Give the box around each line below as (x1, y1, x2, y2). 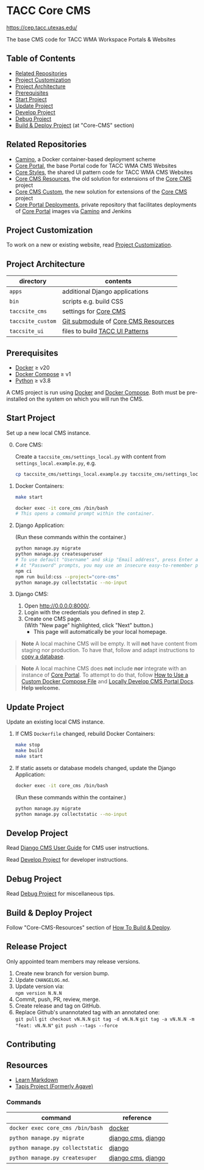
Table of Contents (6, 53, 76, 64)
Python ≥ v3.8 (15, 377, 51, 384)
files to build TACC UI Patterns (62, 327, 149, 336)
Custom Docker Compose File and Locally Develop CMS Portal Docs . (21, 678, 195, 685)
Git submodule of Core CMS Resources (62, 317, 175, 325)
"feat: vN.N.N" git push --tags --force (15, 1022, 118, 1029)
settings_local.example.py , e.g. (15, 459, 96, 467)
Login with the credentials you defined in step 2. (24, 609, 146, 616)
